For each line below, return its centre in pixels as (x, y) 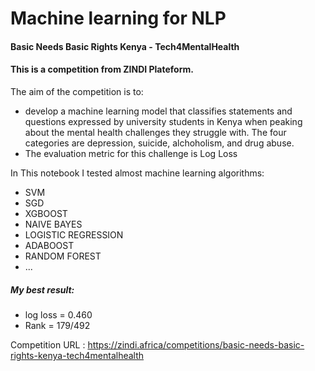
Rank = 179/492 (57, 325)
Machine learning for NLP (118, 18)
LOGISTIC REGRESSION (74, 234)
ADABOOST (49, 245)
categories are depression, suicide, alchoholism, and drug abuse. (159, 143)
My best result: (42, 289)
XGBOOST (46, 213)
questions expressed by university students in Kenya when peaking (163, 121)
